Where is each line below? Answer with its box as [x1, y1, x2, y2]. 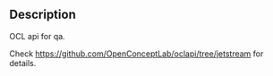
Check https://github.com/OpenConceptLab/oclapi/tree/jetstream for [9, 48, 264, 59]
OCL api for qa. [9, 30, 65, 41]
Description [9, 7, 76, 22]
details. [9, 57, 37, 68]
